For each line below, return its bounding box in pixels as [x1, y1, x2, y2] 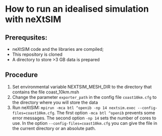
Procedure [5, 71, 38, 79]
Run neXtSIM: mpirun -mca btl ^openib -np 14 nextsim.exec [12, 104, 136, 111]
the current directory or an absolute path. [12, 125, 96, 131]
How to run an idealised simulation [5, 3, 149, 15]
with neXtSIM [5, 14, 61, 25]
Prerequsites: [5, 33, 48, 42]
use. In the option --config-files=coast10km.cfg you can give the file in [12, 120, 158, 126]
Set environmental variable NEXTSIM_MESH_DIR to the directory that [12, 84, 152, 90]
